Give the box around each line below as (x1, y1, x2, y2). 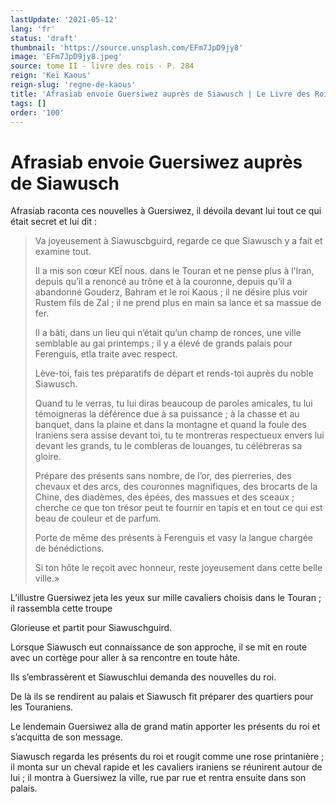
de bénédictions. (34, 542, 105, 555)
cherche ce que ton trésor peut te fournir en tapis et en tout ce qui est (34, 502, 323, 514)
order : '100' (10, 107, 65, 118)
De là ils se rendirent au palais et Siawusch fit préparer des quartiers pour (10, 691, 314, 703)
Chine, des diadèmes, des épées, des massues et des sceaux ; (34, 491, 295, 503)
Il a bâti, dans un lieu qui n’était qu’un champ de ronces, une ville (34, 327, 302, 339)
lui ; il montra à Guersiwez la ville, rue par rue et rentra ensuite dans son (10, 772, 307, 784)
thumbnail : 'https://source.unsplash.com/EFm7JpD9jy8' (10, 42, 244, 53)
